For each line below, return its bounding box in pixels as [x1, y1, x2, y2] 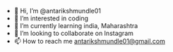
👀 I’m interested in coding [13, 14, 89, 22]
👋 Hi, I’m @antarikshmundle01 [13, 7, 101, 15]
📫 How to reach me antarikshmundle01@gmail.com [13, 37, 166, 45]
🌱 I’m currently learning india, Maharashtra [13, 22, 138, 30]
